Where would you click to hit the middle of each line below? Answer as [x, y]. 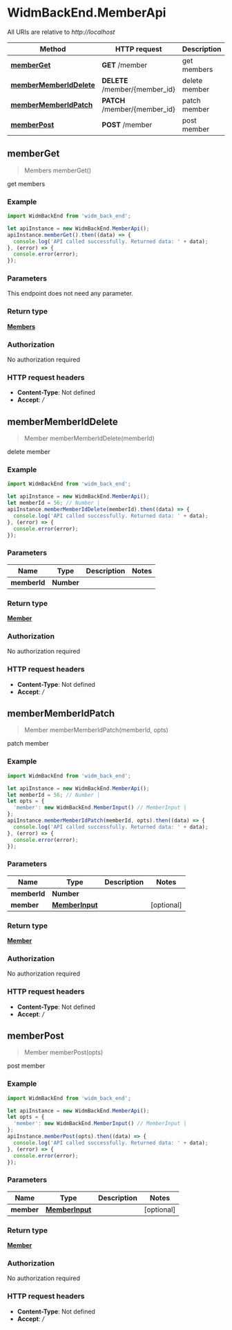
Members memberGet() [58, 170]
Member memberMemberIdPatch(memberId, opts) [96, 730]
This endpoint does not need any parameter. [70, 294]
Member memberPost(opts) [64, 1052]
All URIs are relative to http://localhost [61, 32]
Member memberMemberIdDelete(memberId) [89, 438]
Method [53, 48]
